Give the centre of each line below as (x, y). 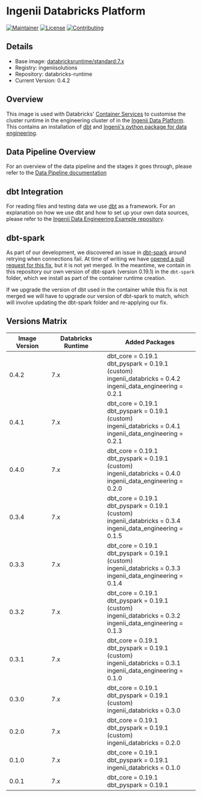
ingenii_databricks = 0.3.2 (144, 615)
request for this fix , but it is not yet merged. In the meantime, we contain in (99, 265)
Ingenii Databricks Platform (76, 11)
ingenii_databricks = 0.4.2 (144, 379)
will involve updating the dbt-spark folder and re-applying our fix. (87, 302)
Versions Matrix (37, 321)
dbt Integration (35, 192)
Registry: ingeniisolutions (46, 67)
